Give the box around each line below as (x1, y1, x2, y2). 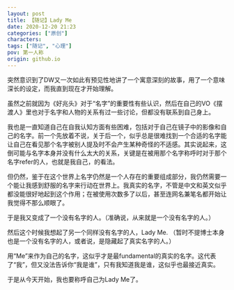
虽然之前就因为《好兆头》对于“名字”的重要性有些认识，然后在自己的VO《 (7, 99, 217, 107)
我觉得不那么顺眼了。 (7, 198, 68, 206)
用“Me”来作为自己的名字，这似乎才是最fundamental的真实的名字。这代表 (7, 252, 217, 260)
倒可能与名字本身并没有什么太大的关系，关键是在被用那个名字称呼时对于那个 (7, 148, 227, 157)
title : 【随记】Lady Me (7, 17, 72, 24)
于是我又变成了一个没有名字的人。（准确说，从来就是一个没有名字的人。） (7, 213, 214, 222)
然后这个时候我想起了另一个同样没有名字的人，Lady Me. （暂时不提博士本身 (7, 228, 225, 236)
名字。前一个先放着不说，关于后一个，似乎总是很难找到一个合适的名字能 (19, 131, 227, 139)
